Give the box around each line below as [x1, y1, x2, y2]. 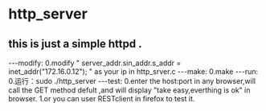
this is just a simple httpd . [8, 37, 142, 51]
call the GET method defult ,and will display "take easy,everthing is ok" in [8, 85, 251, 95]
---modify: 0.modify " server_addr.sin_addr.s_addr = [8, 58, 182, 68]
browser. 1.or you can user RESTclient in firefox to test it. [8, 94, 195, 103]
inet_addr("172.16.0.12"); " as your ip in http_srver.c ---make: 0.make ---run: [8, 67, 259, 76]
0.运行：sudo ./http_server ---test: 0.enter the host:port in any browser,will [8, 76, 256, 85]
